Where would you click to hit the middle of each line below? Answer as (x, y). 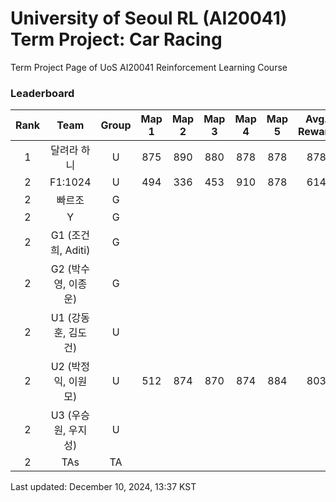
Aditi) (77, 250)
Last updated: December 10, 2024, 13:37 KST (103, 487)
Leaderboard (42, 93)
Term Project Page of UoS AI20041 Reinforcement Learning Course (149, 67)
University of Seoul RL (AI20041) (149, 18)
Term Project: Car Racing (116, 39)
